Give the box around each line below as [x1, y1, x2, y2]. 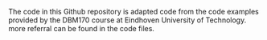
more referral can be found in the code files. [8, 24, 155, 33]
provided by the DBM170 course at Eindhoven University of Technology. [8, 15, 247, 25]
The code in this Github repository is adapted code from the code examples [8, 7, 259, 16]
